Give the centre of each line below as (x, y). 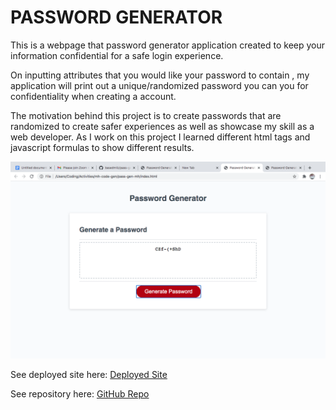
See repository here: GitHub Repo (80, 393)
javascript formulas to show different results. (102, 147)
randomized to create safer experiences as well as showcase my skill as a (162, 126)
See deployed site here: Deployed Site (89, 374)
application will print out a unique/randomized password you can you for (159, 85)
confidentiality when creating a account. (93, 96)
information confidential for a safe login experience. (117, 55)
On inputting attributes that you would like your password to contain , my (160, 75)
